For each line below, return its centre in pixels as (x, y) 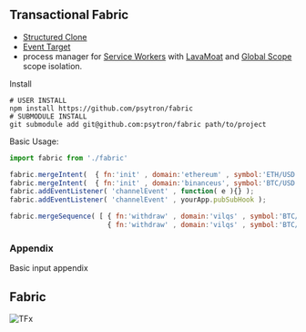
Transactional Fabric (69, 15)
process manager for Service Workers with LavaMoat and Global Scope (157, 56)
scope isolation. (52, 66)
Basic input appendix (49, 268)
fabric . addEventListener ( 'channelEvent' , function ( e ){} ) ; (132, 192)
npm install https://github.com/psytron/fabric (102, 109)
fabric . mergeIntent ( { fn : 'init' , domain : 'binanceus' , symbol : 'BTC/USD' (154, 183)
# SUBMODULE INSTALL (49, 116)
